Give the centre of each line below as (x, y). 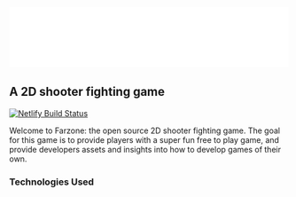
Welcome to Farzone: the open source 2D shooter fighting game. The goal (145, 130)
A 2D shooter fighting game (87, 92)
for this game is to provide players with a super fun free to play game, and (144, 139)
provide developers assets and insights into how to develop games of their (145, 149)
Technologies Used (52, 182)
